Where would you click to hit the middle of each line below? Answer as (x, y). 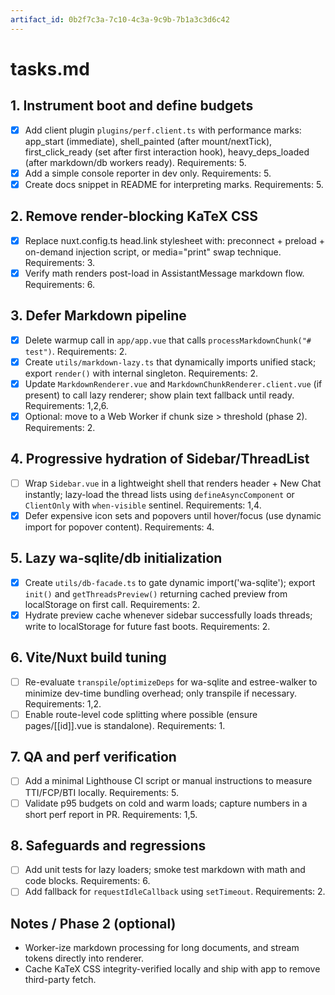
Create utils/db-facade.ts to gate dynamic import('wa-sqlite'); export (170, 582)
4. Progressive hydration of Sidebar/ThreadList (160, 459)
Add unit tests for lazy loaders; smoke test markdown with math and (165, 870)
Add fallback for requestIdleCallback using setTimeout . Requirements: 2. (175, 892)
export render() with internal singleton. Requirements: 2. (141, 373)
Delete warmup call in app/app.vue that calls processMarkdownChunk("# (168, 340)
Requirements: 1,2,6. (66, 405)
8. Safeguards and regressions (108, 845)
